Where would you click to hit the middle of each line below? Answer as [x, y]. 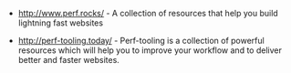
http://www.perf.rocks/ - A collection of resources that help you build [148, 13]
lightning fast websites [60, 23]
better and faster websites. [69, 60]
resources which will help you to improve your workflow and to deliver [150, 50]
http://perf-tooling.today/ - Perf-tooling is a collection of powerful [141, 41]
